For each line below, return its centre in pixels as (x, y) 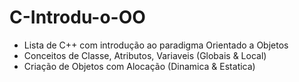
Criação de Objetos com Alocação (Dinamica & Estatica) (139, 66)
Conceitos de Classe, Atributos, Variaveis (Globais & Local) (145, 55)
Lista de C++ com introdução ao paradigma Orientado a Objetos (156, 45)
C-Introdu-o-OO (77, 17)
